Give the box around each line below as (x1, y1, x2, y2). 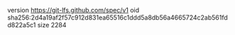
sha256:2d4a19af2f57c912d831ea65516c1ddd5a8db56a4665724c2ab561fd (7, 13, 229, 22)
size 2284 (37, 21, 67, 29)
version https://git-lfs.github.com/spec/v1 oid (7, 6, 140, 14)
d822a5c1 (7, 21, 36, 29)
